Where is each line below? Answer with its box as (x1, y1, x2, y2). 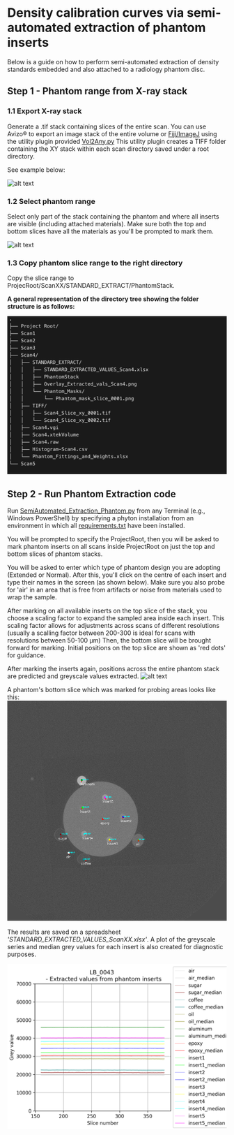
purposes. (7, 950, 37, 958)
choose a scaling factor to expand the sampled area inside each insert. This (7, 614, 225, 622)
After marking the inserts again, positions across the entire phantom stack (7, 665, 219, 673)
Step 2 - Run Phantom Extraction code (7, 488, 176, 500)
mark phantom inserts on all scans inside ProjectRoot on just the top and (7, 543, 215, 551)
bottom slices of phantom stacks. (7, 550, 103, 558)
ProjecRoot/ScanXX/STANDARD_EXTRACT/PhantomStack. (7, 281, 175, 290)
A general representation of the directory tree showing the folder (7, 295, 199, 303)
